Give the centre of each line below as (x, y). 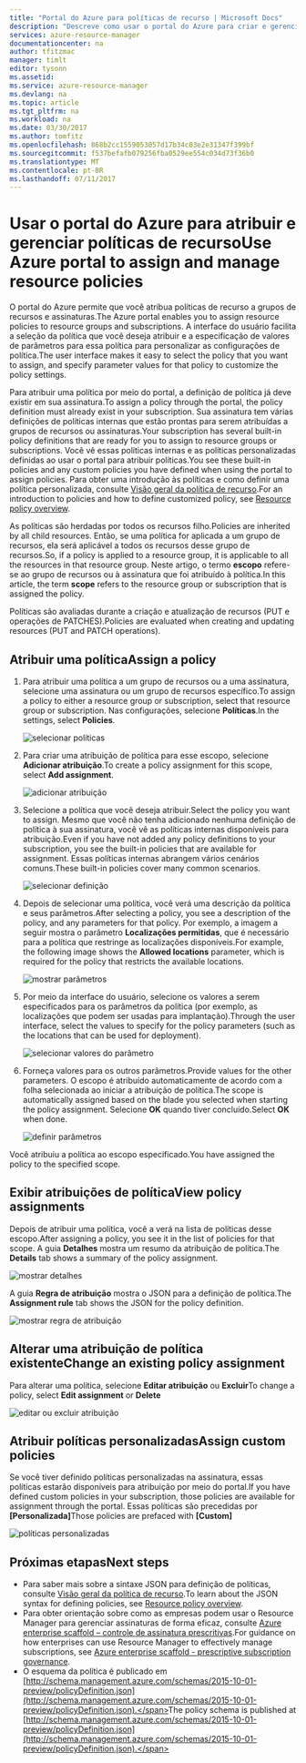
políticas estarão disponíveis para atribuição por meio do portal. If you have (150, 1487)
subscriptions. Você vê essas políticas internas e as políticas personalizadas (153, 451)
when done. (45, 1119)
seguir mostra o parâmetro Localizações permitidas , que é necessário (156, 932)
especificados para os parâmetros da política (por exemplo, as (140, 1006)
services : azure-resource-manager (75, 35)
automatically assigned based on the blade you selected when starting (155, 1100)
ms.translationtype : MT (55, 162)
